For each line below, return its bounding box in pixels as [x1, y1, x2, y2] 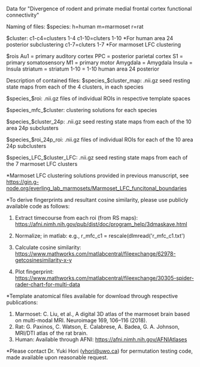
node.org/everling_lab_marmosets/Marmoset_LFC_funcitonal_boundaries [6, 185, 187, 192]
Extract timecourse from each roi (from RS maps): [14, 214, 138, 221]
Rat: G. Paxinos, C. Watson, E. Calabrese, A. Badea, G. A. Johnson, [14, 323, 180, 330]
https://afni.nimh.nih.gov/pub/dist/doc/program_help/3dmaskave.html [14, 221, 187, 228]
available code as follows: [6, 203, 70, 210]
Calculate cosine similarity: [14, 244, 82, 251]
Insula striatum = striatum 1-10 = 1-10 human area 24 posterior [6, 65, 160, 72]
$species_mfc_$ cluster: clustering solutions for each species [6, 107, 157, 113]
